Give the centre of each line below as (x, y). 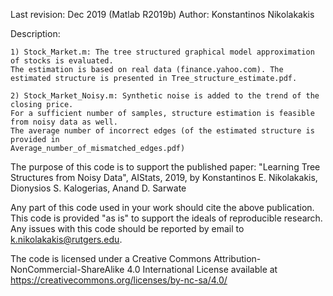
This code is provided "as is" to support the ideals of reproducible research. (166, 218)
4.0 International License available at (202, 269)
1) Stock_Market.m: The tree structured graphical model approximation (162, 52)
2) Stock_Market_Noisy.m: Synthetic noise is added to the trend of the (165, 96)
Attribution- (237, 258)
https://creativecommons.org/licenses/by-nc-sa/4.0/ (119, 280)
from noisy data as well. (64, 122)
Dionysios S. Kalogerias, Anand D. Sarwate (98, 188)
